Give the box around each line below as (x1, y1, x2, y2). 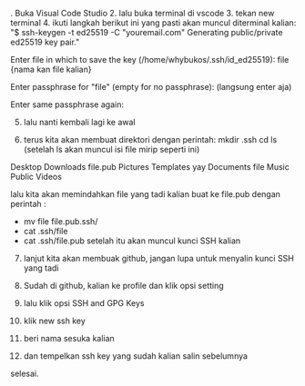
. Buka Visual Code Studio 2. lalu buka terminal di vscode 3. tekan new (10, 8, 275, 18)
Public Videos (10, 172, 63, 182)
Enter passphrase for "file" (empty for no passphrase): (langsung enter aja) (10, 82, 292, 92)
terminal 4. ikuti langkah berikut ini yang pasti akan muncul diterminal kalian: (10, 17, 297, 28)
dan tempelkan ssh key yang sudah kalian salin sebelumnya (23, 351, 249, 361)
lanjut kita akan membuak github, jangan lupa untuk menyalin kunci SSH (23, 253, 294, 263)
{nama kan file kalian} (10, 64, 92, 74)
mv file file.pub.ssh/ (23, 216, 98, 226)
